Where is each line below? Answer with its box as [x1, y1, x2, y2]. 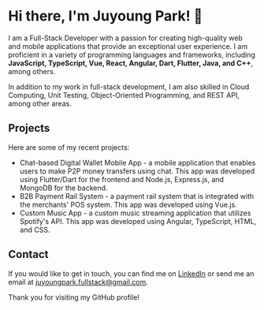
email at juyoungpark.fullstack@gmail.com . [8, 277, 148, 286]
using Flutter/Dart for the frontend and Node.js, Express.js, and [19, 174, 225, 184]
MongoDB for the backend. [19, 183, 108, 192]
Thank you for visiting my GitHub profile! [8, 292, 140, 302]
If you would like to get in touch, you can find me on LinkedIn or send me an [8, 268, 255, 278]
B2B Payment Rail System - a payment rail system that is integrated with [19, 191, 255, 200]
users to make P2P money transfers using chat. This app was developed [19, 166, 255, 176]
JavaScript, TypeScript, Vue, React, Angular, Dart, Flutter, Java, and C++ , [8, 58, 254, 68]
